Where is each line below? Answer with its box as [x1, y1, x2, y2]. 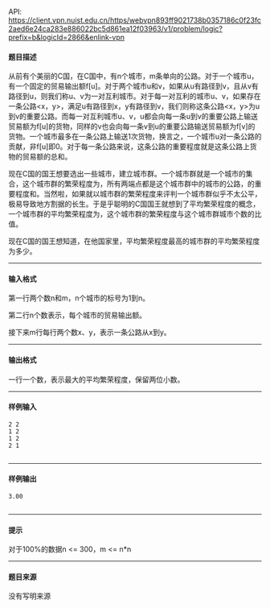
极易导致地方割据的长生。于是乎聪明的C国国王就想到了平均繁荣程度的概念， [8, 199, 260, 209]
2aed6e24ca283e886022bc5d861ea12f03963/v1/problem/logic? [8, 24, 223, 33]
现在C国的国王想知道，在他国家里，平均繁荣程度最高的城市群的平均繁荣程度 [8, 237, 260, 246]
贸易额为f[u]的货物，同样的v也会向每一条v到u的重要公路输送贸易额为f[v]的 [8, 122, 256, 131]
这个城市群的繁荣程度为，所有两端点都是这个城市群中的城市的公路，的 [22, 179, 255, 188]
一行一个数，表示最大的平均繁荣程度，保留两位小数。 [8, 374, 185, 384]
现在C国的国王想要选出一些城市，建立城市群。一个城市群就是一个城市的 [8, 169, 247, 179]
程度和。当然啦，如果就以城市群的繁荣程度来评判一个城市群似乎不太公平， [14, 189, 262, 199]
